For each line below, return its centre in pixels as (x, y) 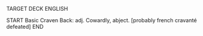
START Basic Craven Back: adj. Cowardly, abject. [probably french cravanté (102, 20)
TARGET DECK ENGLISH (37, 9)
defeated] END (25, 27)
